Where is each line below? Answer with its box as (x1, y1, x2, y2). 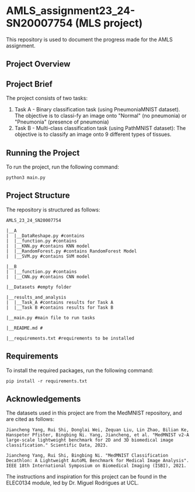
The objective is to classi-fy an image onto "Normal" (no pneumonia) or (14, 112, 187, 119)
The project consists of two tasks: (6, 95, 88, 102)
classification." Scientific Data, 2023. (6, 442, 109, 449)
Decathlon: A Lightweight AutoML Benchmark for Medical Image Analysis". (6, 458, 190, 464)
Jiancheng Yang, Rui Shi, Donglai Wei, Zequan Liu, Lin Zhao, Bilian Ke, (6, 427, 190, 433)
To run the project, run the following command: (6, 163, 120, 170)
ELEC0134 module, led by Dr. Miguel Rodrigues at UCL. (6, 479, 139, 487)
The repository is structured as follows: (6, 206, 100, 213)
